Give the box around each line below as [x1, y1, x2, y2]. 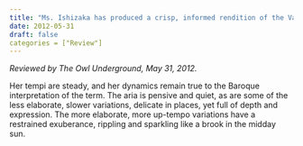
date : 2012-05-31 [9, 22, 75, 31]
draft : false [9, 30, 59, 39]
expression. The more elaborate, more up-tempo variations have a [9, 109, 256, 120]
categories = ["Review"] [9, 38, 103, 48]
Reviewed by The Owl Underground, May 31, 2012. [9, 63, 197, 74]
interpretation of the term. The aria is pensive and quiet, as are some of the [9, 90, 289, 101]
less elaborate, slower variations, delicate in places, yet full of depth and [9, 100, 278, 111]
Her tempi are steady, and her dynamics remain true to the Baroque [9, 80, 260, 91]
